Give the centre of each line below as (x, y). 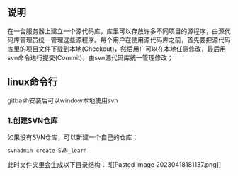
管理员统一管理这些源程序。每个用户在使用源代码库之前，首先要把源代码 (125, 40)
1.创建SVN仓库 (33, 120)
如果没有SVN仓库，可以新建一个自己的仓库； (73, 137)
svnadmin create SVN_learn (47, 151)
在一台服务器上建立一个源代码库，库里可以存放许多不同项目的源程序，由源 (116, 31)
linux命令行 (33, 82)
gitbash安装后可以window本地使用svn (63, 100)
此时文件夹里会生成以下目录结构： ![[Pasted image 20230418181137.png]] (114, 164)
